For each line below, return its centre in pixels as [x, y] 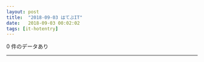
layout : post [23, 12]
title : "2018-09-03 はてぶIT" [45, 17]
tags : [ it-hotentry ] [32, 29]
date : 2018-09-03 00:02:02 [43, 23]
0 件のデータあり [27, 46]
